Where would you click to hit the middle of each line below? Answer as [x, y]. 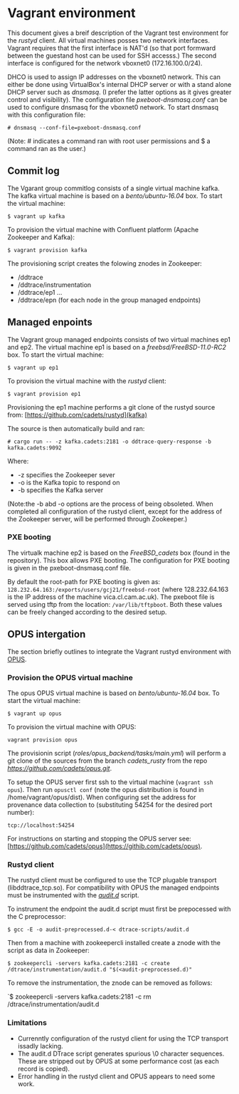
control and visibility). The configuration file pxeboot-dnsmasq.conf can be [117, 99]
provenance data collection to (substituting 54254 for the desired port [110, 804]
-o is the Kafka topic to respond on [69, 482]
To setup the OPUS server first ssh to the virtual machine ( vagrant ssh [110, 782]
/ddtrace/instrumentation [54, 285]
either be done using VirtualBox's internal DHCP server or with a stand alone [119, 84]
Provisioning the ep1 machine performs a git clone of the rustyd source [111, 407]
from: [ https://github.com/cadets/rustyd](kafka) [78, 415]
